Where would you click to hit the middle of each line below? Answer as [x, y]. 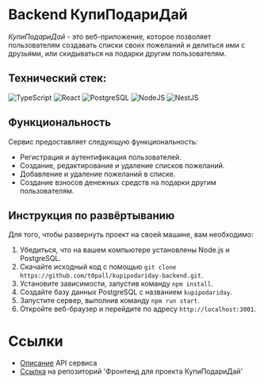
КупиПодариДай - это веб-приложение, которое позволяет [110, 36]
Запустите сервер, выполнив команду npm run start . [109, 301]
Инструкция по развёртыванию [92, 215]
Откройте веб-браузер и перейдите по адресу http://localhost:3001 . [138, 309]
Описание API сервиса [58, 363]
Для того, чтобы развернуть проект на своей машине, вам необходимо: [131, 235]
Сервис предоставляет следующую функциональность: [103, 141]
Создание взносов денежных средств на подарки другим [118, 182]
